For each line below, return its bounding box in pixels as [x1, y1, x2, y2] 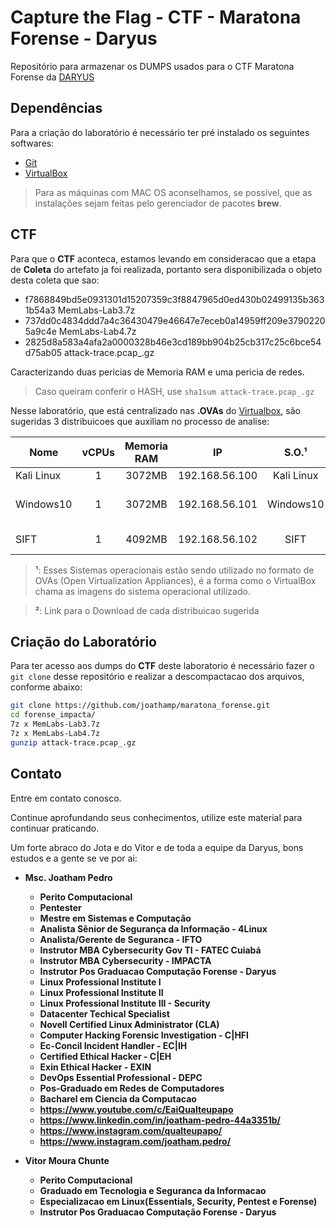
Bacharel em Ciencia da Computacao [39, 1092, 197, 1105]
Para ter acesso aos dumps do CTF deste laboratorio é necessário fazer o [10, 660, 315, 672]
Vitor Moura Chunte [24, 1154, 110, 1166]
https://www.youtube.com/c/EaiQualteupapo [39, 1103, 234, 1115]
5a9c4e [24, 325, 57, 337]
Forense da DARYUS [10, 71, 95, 83]
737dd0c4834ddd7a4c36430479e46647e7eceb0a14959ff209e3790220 [24, 314, 326, 326]
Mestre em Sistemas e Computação [39, 912, 192, 924]
